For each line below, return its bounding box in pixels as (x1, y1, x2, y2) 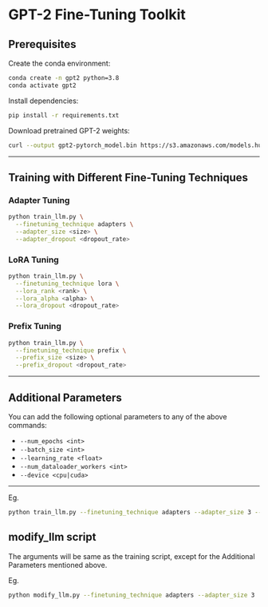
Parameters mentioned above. (8, 560, 108, 569)
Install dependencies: (8, 96, 79, 105)
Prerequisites (8, 38, 77, 51)
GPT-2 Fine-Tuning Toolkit (8, 6, 186, 24)
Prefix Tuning (8, 321, 62, 332)
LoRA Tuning (8, 254, 60, 265)
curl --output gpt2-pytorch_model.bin (8, 141, 137, 149)
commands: (8, 420, 48, 430)
